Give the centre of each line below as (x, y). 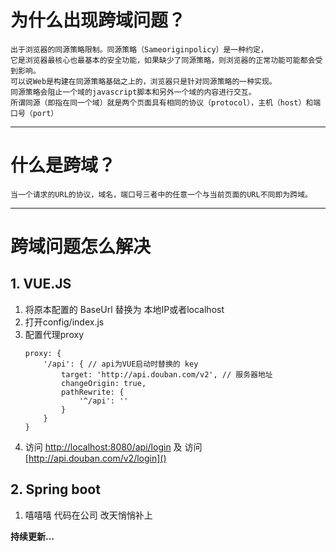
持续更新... (32, 536)
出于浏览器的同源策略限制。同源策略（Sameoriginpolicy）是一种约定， (139, 49)
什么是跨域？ (63, 165)
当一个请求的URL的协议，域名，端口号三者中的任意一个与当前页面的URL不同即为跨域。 (161, 194)
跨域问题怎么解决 (81, 247)
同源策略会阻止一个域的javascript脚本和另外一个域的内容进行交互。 (133, 92)
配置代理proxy (54, 334)
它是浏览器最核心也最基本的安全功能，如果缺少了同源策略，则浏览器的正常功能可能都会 (163, 60)
